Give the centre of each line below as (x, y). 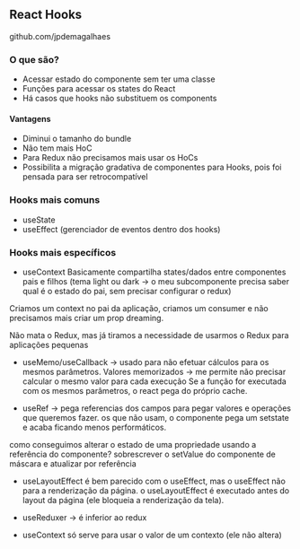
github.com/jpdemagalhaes (60, 36)
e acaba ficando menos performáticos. (94, 427)
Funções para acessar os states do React (99, 89)
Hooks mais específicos (63, 252)
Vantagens (30, 118)
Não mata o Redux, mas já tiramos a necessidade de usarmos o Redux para (149, 335)
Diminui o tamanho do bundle (77, 139)
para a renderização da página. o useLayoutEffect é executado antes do (156, 490)
